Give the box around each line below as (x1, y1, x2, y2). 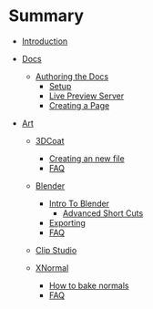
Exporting (48, 217, 86, 228)
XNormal (35, 262, 69, 273)
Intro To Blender (48, 198, 110, 209)
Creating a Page (48, 99, 110, 110)
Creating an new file (48, 152, 125, 164)
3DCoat (35, 135, 65, 146)
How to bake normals (48, 280, 129, 291)
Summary (8, 5, 84, 26)
